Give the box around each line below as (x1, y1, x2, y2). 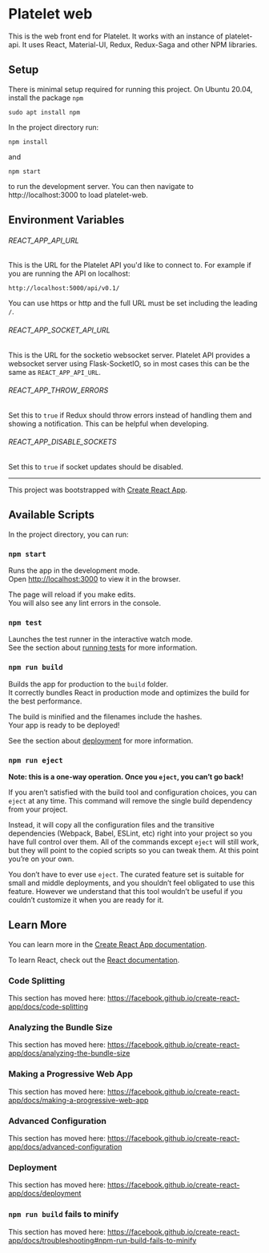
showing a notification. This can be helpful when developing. (8, 418, 210, 429)
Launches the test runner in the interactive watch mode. (8, 635, 194, 644)
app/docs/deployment (8, 1189, 82, 1199)
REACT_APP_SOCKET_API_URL (8, 325, 110, 335)
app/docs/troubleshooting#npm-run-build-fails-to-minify (8, 1235, 197, 1245)
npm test (8, 618, 42, 627)
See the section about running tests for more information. (8, 643, 198, 653)
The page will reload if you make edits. (8, 590, 136, 599)
